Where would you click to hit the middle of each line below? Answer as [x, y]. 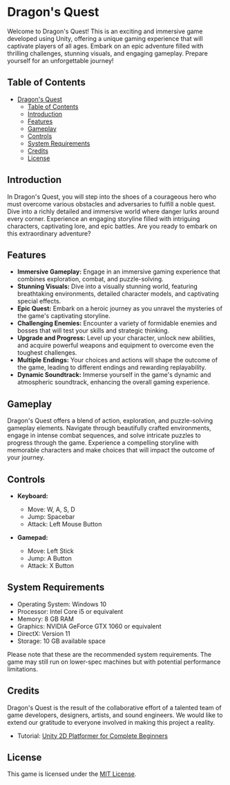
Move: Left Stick [51, 551]
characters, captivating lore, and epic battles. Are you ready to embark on [112, 226]
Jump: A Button [50, 558]
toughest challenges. [47, 353]
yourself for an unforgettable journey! [60, 60]
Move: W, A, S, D [51, 509]
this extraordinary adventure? [49, 233]
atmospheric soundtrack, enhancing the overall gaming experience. [113, 382]
